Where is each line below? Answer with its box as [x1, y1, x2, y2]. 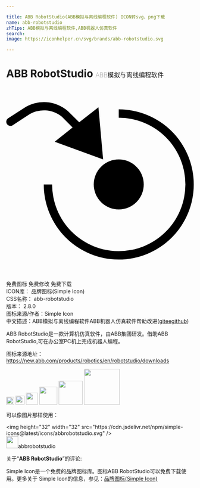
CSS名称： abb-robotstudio [6, 296, 74, 303]
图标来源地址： [6, 350, 43, 358]
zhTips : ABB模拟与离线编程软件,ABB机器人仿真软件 [6, 25, 117, 31]
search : [6, 30, 26, 36]
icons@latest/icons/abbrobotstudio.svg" [6, 430, 105, 437]
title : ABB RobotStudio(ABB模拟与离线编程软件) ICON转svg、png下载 [6, 14, 165, 20]
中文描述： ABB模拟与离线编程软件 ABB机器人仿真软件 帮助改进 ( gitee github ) [6, 318, 189, 325]
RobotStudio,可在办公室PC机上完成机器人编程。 [6, 338, 124, 345]
